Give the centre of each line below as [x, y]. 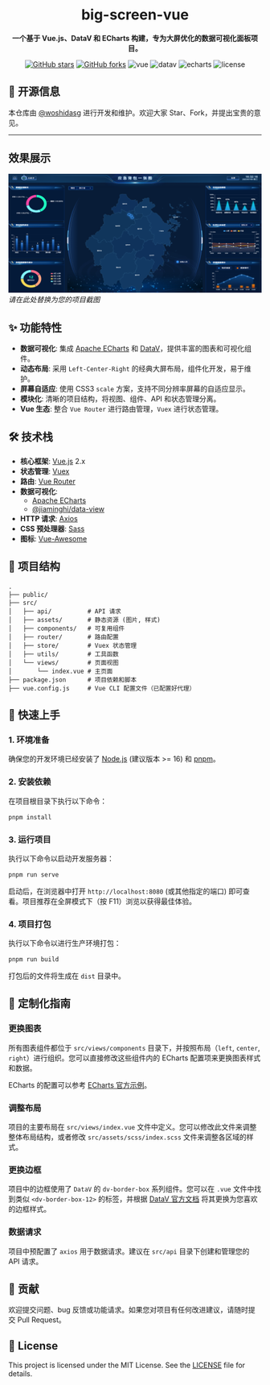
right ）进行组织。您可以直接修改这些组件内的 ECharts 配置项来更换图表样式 [135, 1058]
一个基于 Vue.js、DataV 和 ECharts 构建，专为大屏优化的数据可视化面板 [131, 38]
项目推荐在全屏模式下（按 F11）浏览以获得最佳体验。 [109, 901]
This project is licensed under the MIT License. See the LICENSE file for [127, 1365]
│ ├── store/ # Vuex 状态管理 [73, 645]
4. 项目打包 [30, 924]
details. [20, 1374]
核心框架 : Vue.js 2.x [53, 461]
